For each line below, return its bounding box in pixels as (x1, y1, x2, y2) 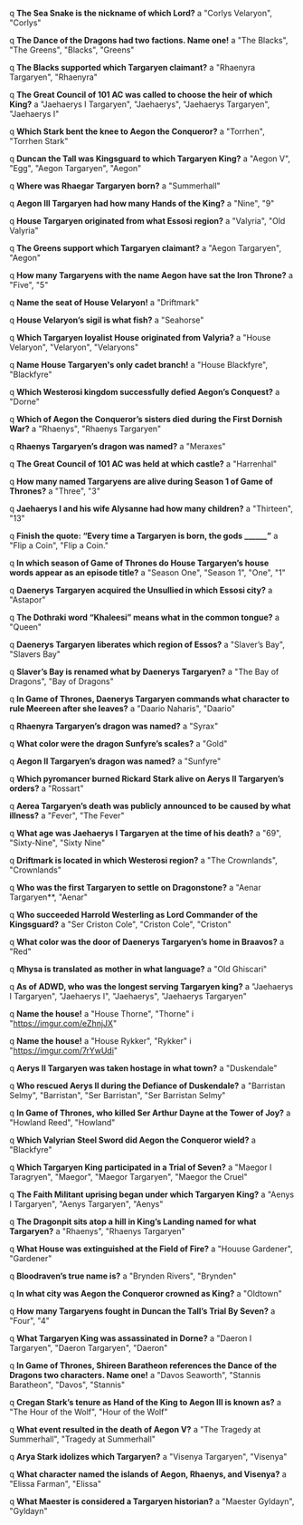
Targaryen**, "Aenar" (9, 892, 89, 902)
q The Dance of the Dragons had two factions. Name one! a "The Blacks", (9, 35, 289, 45)
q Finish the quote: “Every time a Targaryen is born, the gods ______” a (9, 530, 279, 541)
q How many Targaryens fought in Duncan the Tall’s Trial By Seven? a (9, 1306, 276, 1317)
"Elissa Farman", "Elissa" (9, 1479, 102, 1489)
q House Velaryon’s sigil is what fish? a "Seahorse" (9, 314, 204, 325)
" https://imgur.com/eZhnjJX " (9, 1018, 118, 1028)
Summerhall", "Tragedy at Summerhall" (9, 1433, 156, 1444)
